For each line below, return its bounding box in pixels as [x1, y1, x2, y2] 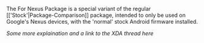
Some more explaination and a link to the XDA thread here [6, 30, 154, 37]
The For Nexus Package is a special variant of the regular [6, 5, 151, 12]
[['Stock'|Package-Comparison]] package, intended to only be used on [6, 12, 186, 19]
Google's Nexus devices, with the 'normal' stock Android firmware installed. [6, 18, 198, 25]
